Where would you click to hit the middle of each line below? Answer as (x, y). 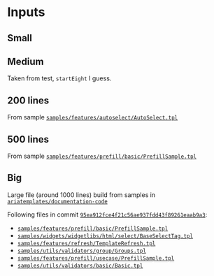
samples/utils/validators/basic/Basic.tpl (80, 266)
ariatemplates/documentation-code (58, 201)
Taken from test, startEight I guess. (59, 78)
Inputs (26, 12)
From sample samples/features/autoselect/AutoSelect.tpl (93, 117)
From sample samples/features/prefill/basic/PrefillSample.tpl (102, 156)
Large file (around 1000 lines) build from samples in (81, 195)
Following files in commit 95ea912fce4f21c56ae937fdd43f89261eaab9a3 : (107, 215)
